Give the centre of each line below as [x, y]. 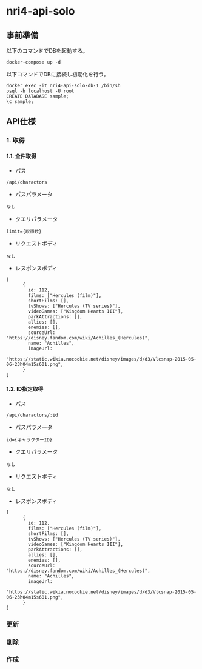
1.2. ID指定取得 [25, 389]
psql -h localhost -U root [40, 91]
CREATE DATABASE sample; [38, 96]
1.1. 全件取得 [22, 156]
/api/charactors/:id [32, 415]
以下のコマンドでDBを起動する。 [47, 51]
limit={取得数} [24, 231]
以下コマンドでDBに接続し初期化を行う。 [58, 74]
